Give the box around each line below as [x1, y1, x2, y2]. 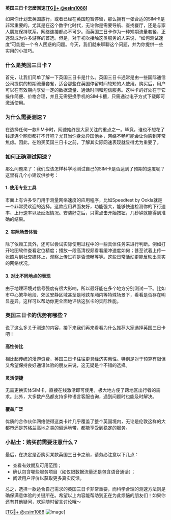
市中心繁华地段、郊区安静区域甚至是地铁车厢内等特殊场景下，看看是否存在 [5, 291, 161, 298]
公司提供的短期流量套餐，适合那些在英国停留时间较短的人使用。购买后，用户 [5, 81, 166, 87]
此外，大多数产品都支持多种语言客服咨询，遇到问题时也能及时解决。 [14, 393, 157, 400]
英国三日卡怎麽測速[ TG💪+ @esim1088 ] [5, 5, 88, 11]
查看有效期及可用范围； [12, 462, 62, 468]
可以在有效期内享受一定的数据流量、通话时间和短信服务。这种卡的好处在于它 [5, 87, 166, 93]
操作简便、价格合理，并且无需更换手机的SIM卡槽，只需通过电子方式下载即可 [5, 93, 165, 100]
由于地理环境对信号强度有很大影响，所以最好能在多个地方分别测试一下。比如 [5, 285, 166, 291]
